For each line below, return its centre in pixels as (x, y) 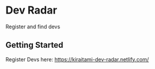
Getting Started (34, 45)
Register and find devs (33, 27)
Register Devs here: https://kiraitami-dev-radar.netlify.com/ (77, 59)
